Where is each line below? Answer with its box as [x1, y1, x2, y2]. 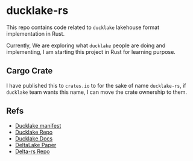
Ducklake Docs [14, 134, 53, 142]
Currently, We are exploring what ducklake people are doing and [6, 42, 166, 49]
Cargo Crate [6, 66, 53, 76]
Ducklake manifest [14, 122, 62, 129]
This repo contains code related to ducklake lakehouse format [6, 24, 160, 31]
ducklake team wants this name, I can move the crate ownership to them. [6, 88, 188, 96]
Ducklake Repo [14, 128, 53, 136]
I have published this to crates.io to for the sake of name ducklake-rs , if [6, 82, 186, 89]
